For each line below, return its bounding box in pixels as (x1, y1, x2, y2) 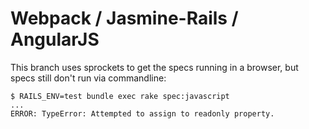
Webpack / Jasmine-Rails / (10, 7, 239, 30)
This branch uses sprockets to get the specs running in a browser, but (10, 61, 299, 73)
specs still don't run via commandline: (10, 72, 167, 84)
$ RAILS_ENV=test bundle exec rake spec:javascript (10, 91, 230, 101)
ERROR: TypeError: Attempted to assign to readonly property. (10, 108, 275, 119)
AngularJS (10, 28, 100, 51)
